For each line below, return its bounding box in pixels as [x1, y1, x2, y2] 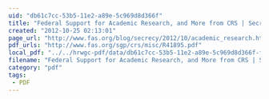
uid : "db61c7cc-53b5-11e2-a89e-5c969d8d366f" [8, 11, 163, 20]
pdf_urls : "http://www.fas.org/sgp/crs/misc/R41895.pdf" [8, 42, 203, 49]
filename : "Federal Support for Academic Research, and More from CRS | [8, 57, 256, 65]
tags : [8, 71, 26, 79]
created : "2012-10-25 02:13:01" [8, 26, 116, 34]
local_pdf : [8, 49, 45, 57]
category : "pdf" [8, 64, 62, 72]
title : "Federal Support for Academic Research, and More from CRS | [8, 19, 246, 27]
